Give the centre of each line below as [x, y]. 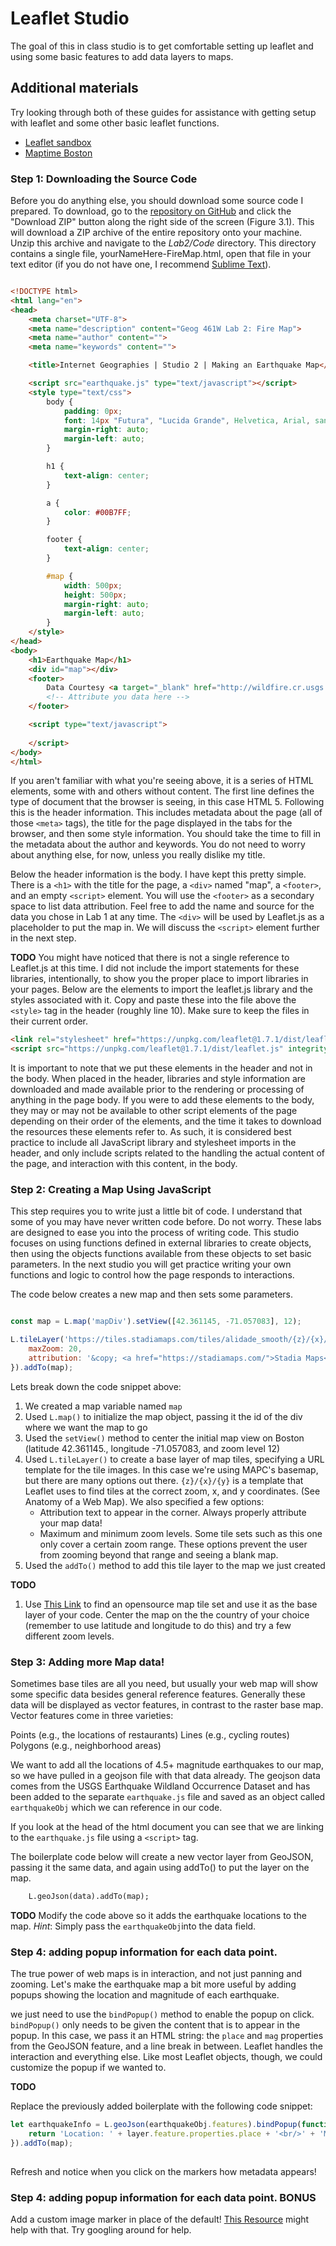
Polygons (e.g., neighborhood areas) [86, 1746]
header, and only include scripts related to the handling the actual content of [168, 1153]
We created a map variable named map [103, 1406]
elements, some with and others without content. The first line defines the [162, 791]
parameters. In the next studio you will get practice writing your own [151, 1264]
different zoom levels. [69, 1636]
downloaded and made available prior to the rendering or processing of [157, 1089]
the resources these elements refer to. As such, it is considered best [151, 1132]
